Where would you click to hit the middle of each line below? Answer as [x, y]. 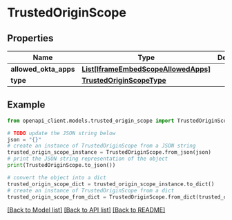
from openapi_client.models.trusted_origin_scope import [91, 121]
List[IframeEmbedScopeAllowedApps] [146, 69]
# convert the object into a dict [57, 177]
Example [26, 105]
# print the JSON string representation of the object [88, 159]
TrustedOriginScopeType [124, 80]
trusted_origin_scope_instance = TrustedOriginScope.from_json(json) [109, 152]
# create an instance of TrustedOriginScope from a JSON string [101, 146]
